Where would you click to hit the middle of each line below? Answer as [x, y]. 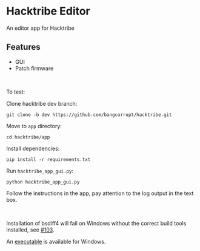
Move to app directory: [34, 126]
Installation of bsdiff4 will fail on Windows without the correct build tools [96, 223]
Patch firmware [34, 68]
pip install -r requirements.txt [48, 159]
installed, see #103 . [30, 230]
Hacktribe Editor [48, 11]
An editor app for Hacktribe [40, 28]
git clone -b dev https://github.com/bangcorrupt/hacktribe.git [89, 115]
